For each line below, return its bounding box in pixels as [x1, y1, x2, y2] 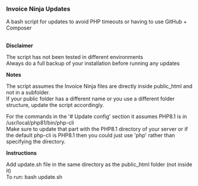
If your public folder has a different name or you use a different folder [6, 95, 175, 102]
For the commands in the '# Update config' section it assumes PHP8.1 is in [6, 113, 187, 120]
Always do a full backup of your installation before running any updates [6, 60, 180, 67]
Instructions [6, 149, 37, 156]
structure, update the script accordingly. [6, 102, 105, 109]
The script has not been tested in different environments [6, 54, 144, 61]
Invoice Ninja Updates [6, 5, 71, 13]
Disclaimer [6, 42, 34, 49]
